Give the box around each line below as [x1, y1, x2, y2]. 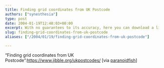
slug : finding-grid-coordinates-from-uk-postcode [5, 30, 108, 35]
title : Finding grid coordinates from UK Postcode [5, 7, 110, 12]
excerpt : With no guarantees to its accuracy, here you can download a [5, 25, 154, 30]
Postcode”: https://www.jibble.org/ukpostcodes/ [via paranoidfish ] [5, 57, 138, 63]
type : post [5, 16, 27, 21]
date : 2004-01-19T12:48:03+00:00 [5, 21, 73, 26]
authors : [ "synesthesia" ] [5, 12, 58, 17]
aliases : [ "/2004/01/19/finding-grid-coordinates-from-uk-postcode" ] [5, 35, 150, 40]
